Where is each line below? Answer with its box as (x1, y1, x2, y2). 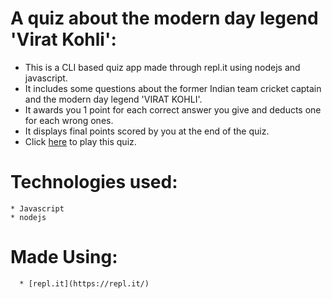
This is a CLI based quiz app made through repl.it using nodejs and (24, 61, 301, 73)
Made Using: (10, 246, 118, 269)
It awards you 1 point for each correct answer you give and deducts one (24, 103, 322, 116)
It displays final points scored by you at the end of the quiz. (24, 125, 270, 137)
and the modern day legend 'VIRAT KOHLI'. (24, 93, 203, 105)
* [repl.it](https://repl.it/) (19, 278, 150, 289)
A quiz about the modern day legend (10, 7, 319, 30)
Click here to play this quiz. (24, 135, 137, 147)
